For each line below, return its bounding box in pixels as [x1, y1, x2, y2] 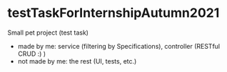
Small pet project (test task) [7, 28, 89, 37]
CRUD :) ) [17, 49, 46, 58]
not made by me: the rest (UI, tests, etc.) [17, 56, 137, 65]
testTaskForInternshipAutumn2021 [7, 5, 220, 21]
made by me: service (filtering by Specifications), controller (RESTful [17, 42, 221, 50]
